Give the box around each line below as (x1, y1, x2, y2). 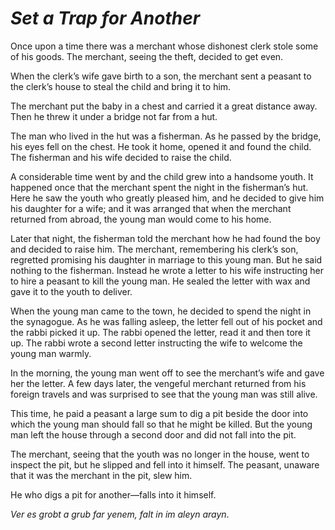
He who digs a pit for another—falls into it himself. (10, 488, 217, 501)
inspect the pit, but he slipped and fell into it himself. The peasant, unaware (10, 458, 320, 471)
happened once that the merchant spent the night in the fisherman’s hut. (10, 181, 309, 193)
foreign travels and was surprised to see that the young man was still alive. (10, 388, 318, 400)
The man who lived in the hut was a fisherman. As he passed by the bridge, (10, 130, 322, 142)
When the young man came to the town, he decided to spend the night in (10, 305, 312, 317)
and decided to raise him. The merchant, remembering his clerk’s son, (10, 243, 299, 255)
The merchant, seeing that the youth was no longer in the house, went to (10, 448, 310, 460)
